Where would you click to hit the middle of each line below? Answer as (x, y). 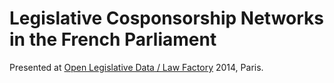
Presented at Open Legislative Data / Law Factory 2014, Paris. (136, 67)
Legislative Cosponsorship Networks (167, 18)
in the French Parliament (113, 39)
